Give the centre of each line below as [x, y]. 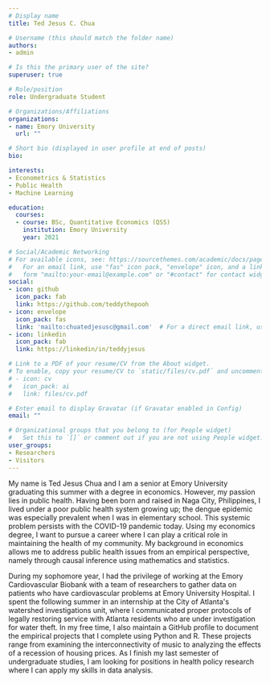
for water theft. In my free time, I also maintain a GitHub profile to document [133, 627]
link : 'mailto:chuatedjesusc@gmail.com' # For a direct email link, [134, 327]
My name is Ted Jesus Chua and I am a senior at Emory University [118, 483]
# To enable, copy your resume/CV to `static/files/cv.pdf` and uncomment [136, 371]
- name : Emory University [51, 126]
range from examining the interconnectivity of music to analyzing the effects [135, 644]
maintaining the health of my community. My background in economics [126, 543]
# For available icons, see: [57, 259]
